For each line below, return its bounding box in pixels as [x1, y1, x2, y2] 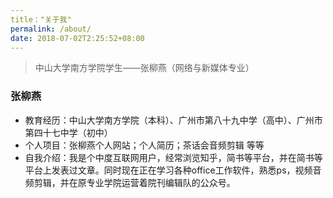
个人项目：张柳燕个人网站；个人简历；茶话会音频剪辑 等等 [24, 139, 265, 151]
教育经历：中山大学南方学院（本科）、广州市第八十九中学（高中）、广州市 [24, 114, 323, 126]
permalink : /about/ [10, 24, 92, 34]
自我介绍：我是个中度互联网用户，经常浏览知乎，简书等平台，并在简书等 [24, 151, 323, 163]
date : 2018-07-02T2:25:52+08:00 [10, 33, 145, 43]
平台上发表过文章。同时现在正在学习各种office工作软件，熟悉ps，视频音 [24, 164, 322, 176]
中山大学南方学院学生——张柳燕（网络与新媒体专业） [34, 62, 255, 74]
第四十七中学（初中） [24, 126, 113, 138]
